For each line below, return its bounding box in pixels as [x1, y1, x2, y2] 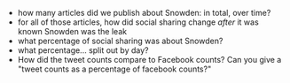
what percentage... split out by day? [17, 45, 149, 56]
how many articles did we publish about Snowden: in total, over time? [17, 8, 271, 18]
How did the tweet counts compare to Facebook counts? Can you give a [17, 55, 282, 64]
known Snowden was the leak [17, 26, 127, 36]
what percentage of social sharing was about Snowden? [17, 35, 223, 46]
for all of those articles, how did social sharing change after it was [17, 17, 259, 27]
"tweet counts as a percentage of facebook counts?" [17, 64, 212, 74]
